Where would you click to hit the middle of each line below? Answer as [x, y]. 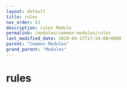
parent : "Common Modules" [37, 44]
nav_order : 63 [23, 22]
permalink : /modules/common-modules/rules [59, 33]
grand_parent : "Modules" [36, 50]
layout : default [26, 11]
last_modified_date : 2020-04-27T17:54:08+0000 [64, 38]
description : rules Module [39, 28]
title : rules [22, 17]
